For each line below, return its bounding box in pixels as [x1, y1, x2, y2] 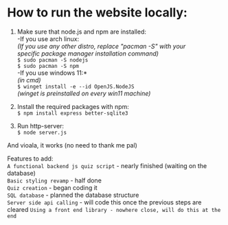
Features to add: [7, 154, 54, 163]
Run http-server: [16, 121, 64, 130]
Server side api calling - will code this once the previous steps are [7, 198, 202, 206]
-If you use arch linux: [16, 34, 80, 43]
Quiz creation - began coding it [7, 183, 98, 191]
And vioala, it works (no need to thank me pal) [7, 141, 137, 149]
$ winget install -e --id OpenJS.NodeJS [16, 83, 135, 90]
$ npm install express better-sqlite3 [16, 110, 128, 117]
